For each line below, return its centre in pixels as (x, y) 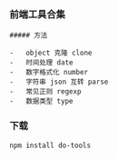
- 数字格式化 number (49, 73)
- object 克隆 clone (51, 53)
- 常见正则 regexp (45, 92)
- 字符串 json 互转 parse (59, 82)
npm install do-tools (50, 145)
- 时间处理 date (41, 63)
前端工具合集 (38, 14)
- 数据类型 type (41, 102)
